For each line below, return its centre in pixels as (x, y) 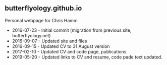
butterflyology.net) (31, 35)
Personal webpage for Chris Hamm (41, 20)
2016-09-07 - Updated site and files (49, 41)
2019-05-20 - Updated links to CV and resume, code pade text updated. (87, 57)
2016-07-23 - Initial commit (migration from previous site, (72, 30)
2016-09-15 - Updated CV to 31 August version (61, 46)
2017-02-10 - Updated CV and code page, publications (69, 51)
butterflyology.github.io (43, 8)
